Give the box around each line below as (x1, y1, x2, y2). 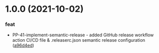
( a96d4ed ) (12, 43, 35, 49)
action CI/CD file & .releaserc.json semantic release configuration (12, 37, 146, 43)
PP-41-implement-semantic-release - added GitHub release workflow (12, 32, 154, 38)
